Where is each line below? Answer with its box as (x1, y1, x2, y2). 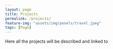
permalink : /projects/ (5, 16, 51, 21)
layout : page (5, 7, 32, 12)
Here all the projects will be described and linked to (5, 38, 108, 44)
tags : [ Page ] (5, 25, 32, 30)
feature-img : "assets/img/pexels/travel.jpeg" (5, 20, 101, 26)
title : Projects (5, 12, 38, 16)
